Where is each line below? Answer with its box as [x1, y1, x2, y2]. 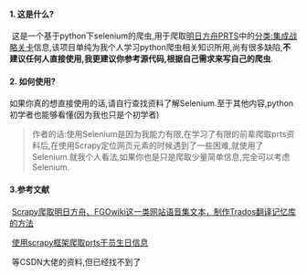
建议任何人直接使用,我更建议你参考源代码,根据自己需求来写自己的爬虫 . [9, 53, 274, 64]
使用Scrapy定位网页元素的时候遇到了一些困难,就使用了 [58, 140, 264, 151]
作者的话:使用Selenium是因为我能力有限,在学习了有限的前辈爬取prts [31, 129, 287, 140]
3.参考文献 [9, 184, 50, 195]
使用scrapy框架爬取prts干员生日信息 [11, 237, 149, 248]
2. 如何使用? [9, 76, 57, 87]
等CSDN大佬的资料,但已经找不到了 [11, 256, 142, 267]
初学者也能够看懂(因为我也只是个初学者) [9, 110, 160, 121]
